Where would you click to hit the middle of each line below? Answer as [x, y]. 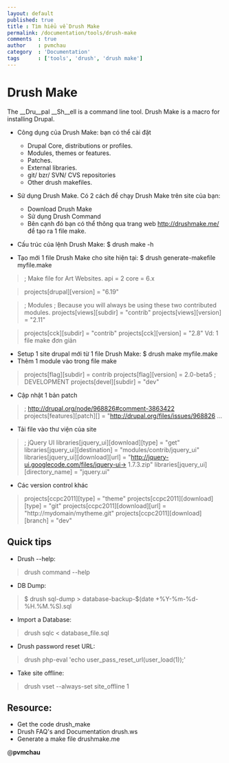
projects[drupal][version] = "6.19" [71, 292]
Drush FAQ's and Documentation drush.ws [77, 732]
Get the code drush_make [54, 724]
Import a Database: [44, 619]
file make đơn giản [50, 340]
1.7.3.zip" [141, 464]
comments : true [32, 39]
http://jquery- [150, 457]
